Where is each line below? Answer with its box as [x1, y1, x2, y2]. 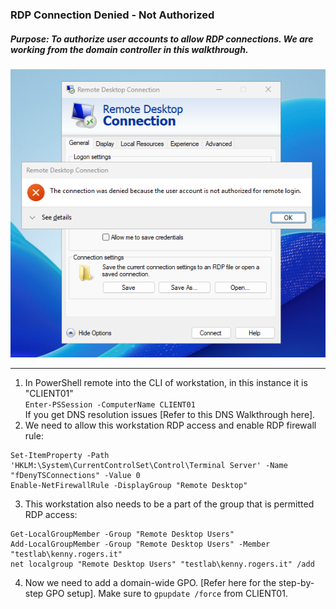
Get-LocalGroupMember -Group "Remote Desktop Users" [10, 529, 235, 539]
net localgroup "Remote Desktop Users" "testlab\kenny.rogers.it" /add [10, 559, 315, 569]
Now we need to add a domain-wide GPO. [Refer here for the [24, 576, 277, 588]
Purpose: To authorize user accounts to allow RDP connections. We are [10, 33, 314, 45]
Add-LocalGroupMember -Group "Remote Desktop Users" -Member [10, 539, 271, 549]
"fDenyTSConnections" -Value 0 [10, 470, 141, 480]
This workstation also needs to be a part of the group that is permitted [24, 498, 315, 510]
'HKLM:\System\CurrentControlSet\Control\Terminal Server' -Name [10, 460, 288, 470]
